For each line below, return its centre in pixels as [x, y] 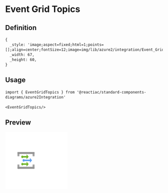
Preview [18, 123]
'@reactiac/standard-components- [111, 92]
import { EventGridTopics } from [40, 92]
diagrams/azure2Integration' [35, 97]
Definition [21, 28]
